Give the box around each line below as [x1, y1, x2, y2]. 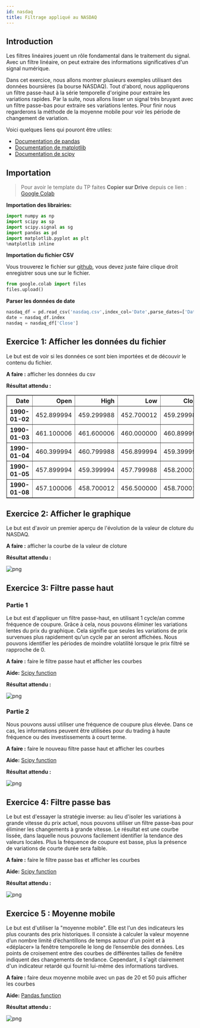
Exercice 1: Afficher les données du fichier [6, 337, 167, 347]
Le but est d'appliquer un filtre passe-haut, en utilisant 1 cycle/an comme [6, 615, 185, 622]
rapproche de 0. [6, 646, 46, 653]
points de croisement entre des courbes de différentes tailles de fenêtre [6, 949, 183, 956]
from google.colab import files [6, 281, 86, 287]
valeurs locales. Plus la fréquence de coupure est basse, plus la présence [6, 839, 187, 846]
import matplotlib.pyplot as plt [6, 235, 89, 241]
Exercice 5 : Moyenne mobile [6, 909, 115, 919]
